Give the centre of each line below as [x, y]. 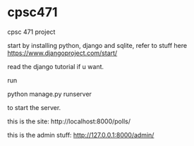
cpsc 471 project [31, 32]
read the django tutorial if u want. [56, 66]
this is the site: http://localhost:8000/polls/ [69, 121]
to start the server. [34, 107]
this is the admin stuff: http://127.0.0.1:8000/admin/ [81, 135]
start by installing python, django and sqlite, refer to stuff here [97, 45]
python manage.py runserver [49, 94]
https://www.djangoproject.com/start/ [62, 53]
